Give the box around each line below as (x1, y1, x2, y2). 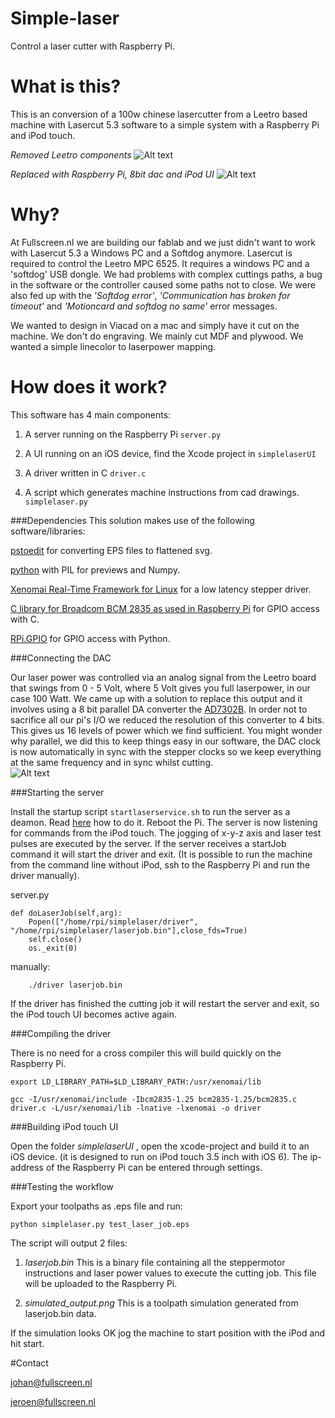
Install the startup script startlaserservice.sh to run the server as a (10, 805, 291, 817)
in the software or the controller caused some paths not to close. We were (10, 278, 316, 291)
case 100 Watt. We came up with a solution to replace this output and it (10, 692, 303, 704)
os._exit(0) (28, 943, 78, 953)
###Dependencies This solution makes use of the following (10, 514, 255, 526)
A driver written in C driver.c (24, 467, 147, 479)
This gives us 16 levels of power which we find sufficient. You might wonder (10, 724, 323, 736)
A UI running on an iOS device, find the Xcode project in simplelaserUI (24, 447, 317, 459)
